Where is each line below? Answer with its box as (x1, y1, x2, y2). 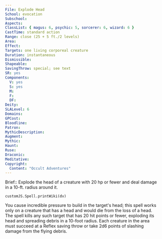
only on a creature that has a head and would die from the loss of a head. (5, 208, 153, 214)
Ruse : (5, 148, 16, 153)
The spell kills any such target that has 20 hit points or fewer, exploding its (5, 213, 155, 219)
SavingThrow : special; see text (5, 66, 71, 71)
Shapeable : (5, 61, 27, 66)
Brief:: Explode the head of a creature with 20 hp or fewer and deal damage (5, 179, 157, 185)
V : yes (9, 80, 23, 84)
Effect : (5, 43, 21, 48)
